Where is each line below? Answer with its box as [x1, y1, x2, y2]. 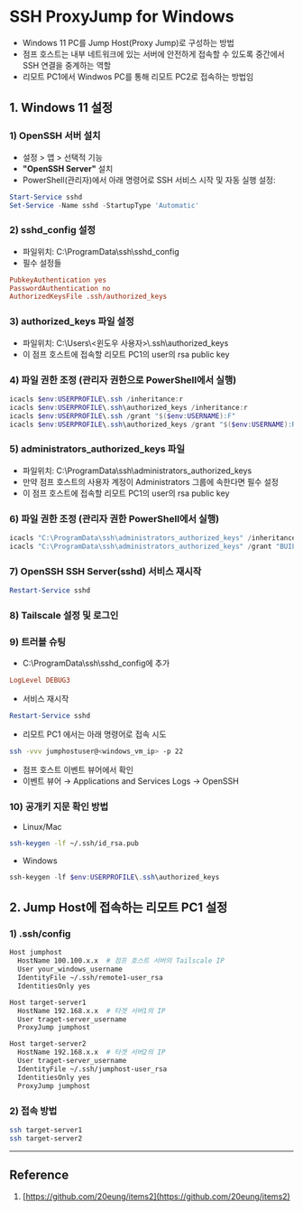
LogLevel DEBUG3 [9, 675, 70, 685]
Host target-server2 [9, 1039, 87, 1048]
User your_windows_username [17, 964, 124, 974]
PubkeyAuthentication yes [9, 275, 106, 284]
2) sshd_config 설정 [9, 224, 96, 237]
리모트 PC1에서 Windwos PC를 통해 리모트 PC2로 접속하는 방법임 [22, 70, 254, 82]
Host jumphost [9, 948, 63, 957]
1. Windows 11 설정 [9, 100, 114, 116]
